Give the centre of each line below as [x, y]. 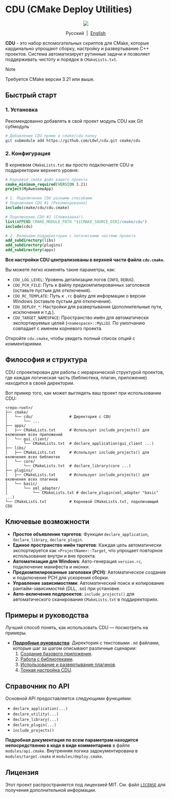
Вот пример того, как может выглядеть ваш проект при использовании [83, 393]
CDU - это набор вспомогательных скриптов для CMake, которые [77, 43]
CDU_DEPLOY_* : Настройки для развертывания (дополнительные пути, [88, 307]
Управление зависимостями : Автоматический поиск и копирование [88, 583]
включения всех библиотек [33, 457]
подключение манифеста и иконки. [51, 566]
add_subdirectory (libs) [31, 241]
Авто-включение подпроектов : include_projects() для [74, 594]
